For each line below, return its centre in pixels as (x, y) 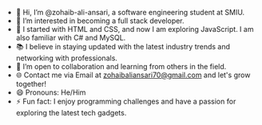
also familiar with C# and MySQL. (71, 37)
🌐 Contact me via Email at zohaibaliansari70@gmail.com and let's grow (133, 75)
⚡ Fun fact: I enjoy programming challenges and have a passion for (126, 101)
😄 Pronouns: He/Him (51, 92)
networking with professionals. (67, 58)
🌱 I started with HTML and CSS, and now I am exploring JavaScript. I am (135, 29)
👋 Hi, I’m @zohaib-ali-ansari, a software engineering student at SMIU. (130, 12)
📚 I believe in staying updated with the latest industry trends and (123, 47)
